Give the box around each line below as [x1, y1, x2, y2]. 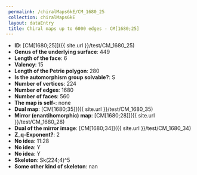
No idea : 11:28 [14, 137, 50, 144]
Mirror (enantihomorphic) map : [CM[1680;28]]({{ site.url [14, 112, 155, 119]
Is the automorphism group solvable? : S [14, 74, 116, 81]
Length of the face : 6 [14, 55, 67, 62]
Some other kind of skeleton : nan [14, 163, 98, 170]
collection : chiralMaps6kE [8, 14, 76, 20]
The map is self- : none [14, 99, 71, 107]
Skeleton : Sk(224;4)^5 [14, 156, 70, 164]
